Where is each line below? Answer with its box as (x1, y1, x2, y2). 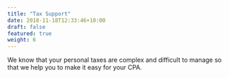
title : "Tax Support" (7, 10, 71, 18)
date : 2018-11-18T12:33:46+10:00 (7, 17, 106, 24)
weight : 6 (7, 37, 37, 44)
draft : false (7, 23, 46, 30)
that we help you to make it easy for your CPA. (7, 63, 143, 72)
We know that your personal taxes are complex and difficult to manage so (7, 56, 222, 64)
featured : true (7, 30, 52, 37)
